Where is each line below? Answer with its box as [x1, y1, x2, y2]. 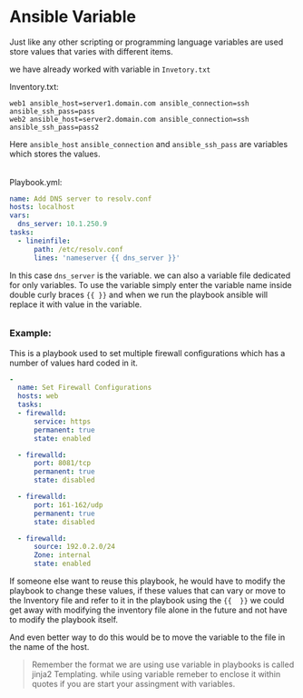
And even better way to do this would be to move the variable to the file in [9, 632, 286, 643]
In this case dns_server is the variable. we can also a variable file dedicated [9, 270, 291, 281]
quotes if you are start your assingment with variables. [31, 679, 236, 690]
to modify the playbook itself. [9, 614, 119, 625]
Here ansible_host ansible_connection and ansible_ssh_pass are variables [9, 138, 288, 149]
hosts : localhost [9, 203, 75, 212]
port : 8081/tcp [33, 459, 92, 468]
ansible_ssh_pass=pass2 [9, 123, 100, 132]
